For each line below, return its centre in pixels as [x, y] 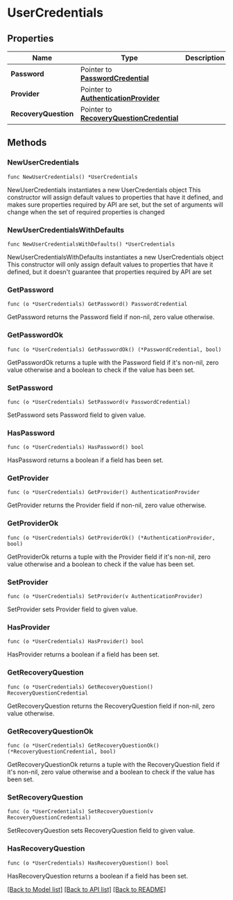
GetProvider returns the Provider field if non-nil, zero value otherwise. [107, 505]
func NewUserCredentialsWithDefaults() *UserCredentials [91, 244]
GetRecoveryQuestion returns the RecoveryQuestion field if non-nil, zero [111, 706]
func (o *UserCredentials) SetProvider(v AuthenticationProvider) [105, 597]
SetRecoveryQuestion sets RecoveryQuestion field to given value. [101, 831]
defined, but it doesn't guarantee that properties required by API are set [110, 271]
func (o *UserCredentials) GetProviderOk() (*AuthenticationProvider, [111, 538]
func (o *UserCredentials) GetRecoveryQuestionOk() [83, 745]
